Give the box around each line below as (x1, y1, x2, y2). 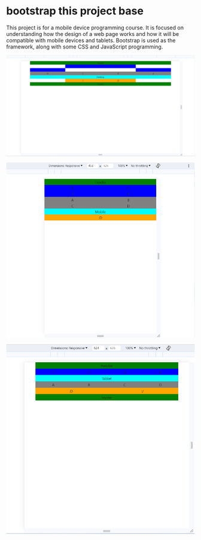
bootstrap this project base (6, 4, 144, 18)
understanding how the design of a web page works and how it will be (6, 30, 179, 37)
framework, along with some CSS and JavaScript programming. (6, 43, 163, 50)
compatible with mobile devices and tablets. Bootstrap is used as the (6, 37, 176, 44)
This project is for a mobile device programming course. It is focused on (6, 24, 184, 31)
